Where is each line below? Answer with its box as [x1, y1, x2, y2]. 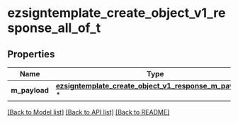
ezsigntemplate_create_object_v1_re [7, 5, 226, 21]
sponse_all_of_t [7, 20, 101, 36]
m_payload [11, 86, 50, 95]
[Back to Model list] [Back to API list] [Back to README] [7, 108, 170, 116]
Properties [7, 48, 55, 60]
